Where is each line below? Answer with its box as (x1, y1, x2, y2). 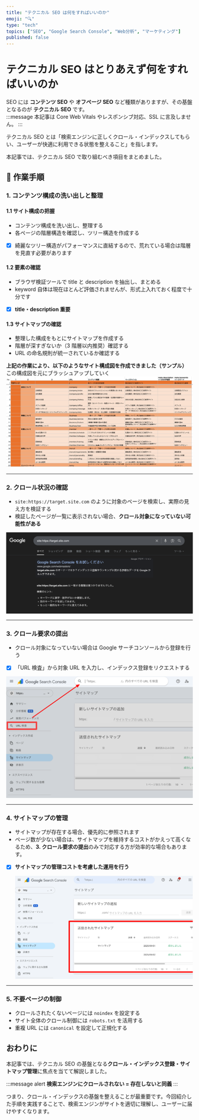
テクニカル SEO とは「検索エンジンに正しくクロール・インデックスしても (6, 134, 185, 141)
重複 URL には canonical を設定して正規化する (14, 1024, 127, 1031)
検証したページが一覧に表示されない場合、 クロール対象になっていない (14, 513, 186, 520)
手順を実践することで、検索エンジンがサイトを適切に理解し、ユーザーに (11, 1100, 188, 1107)
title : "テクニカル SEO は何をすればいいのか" (6, 9, 110, 15)
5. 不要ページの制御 (6, 995, 62, 1003)
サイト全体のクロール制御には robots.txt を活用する (14, 1017, 143, 1024)
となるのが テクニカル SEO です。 (6, 106, 88, 113)
